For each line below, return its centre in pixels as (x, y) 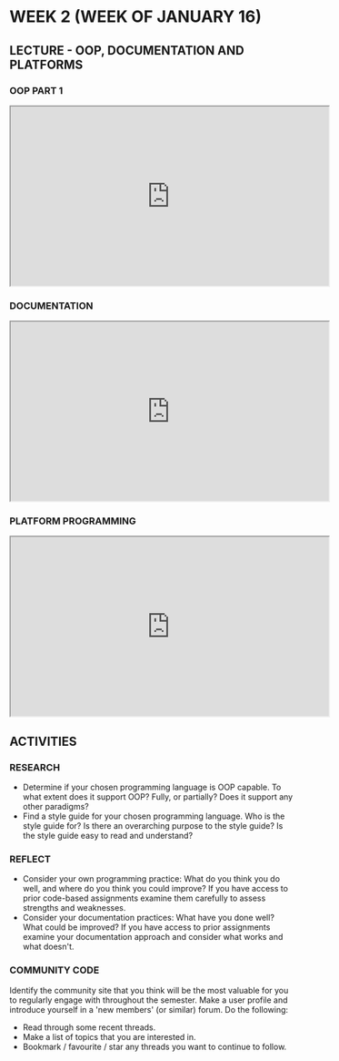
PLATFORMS (46, 64)
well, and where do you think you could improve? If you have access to (155, 889)
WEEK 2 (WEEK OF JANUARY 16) (135, 17)
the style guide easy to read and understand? (108, 836)
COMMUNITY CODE (55, 970)
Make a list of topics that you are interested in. (110, 1036)
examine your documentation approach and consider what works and (153, 937)
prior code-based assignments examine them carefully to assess (144, 898)
